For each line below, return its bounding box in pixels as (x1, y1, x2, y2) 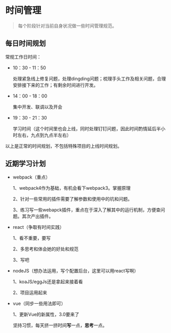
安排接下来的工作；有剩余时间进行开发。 (12, 82, 98, 88)
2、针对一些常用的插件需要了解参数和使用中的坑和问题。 (12, 195, 133, 202)
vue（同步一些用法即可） (12, 300, 66, 306)
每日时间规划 (5, 39, 46, 48)
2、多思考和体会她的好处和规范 (12, 246, 79, 252)
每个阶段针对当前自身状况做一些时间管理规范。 (17, 23, 117, 29)
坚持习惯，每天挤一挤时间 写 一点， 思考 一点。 (12, 322, 108, 328)
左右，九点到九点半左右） (17, 132, 72, 138)
